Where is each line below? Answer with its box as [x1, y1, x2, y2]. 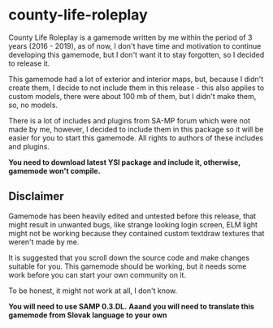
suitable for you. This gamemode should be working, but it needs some [8, 261, 247, 271]
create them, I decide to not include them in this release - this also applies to [8, 83, 265, 93]
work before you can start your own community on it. [8, 270, 187, 279]
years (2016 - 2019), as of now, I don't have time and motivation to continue [8, 41, 262, 50]
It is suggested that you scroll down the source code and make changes [8, 252, 250, 262]
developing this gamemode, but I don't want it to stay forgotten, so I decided [8, 50, 265, 59]
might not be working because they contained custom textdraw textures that [8, 228, 265, 238]
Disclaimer [8, 189, 64, 204]
